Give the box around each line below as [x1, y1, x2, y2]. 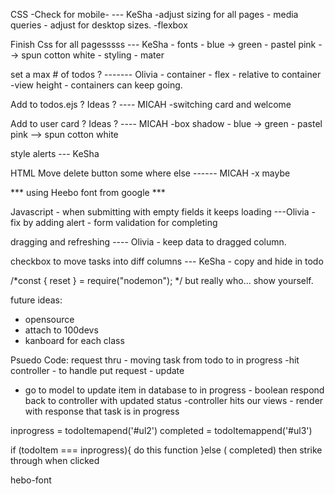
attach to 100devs [24, 324, 99, 336]
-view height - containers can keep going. [10, 79, 183, 91]
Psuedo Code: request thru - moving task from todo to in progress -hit [10, 354, 300, 366]
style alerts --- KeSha [10, 148, 100, 159]
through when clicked [10, 455, 100, 466]
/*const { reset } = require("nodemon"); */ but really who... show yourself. [10, 275, 314, 286]
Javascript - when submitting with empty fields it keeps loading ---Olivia [10, 206, 310, 218]
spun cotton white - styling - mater [21, 49, 165, 61]
